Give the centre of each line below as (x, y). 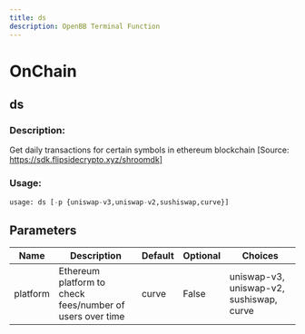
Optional (202, 256)
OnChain (43, 71)
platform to (82, 282)
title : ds (28, 18)
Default (157, 256)
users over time (92, 317)
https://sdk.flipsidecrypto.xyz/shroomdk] (86, 160)
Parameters (43, 230)
